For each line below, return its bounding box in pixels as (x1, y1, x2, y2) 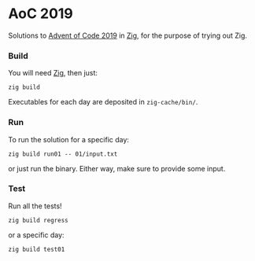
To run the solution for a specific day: (8, 134, 130, 144)
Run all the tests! (8, 201, 62, 211)
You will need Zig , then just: (8, 68, 98, 78)
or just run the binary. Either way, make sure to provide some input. (8, 164, 226, 173)
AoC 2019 (8, 5, 73, 23)
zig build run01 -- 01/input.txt (8, 150, 118, 158)
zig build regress (8, 216, 68, 224)
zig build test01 (8, 245, 65, 253)
